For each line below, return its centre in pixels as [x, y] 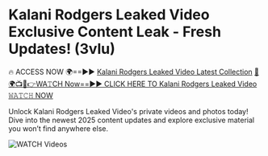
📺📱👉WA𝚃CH [36, 84]
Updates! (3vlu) [62, 49]
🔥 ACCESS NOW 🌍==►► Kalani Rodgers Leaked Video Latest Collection [130, 72]
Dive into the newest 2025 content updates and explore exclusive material [132, 120]
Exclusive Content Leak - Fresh [115, 32]
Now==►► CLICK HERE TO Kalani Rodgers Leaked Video [161, 84]
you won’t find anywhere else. [59, 128]
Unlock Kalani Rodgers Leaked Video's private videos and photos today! [128, 111]
